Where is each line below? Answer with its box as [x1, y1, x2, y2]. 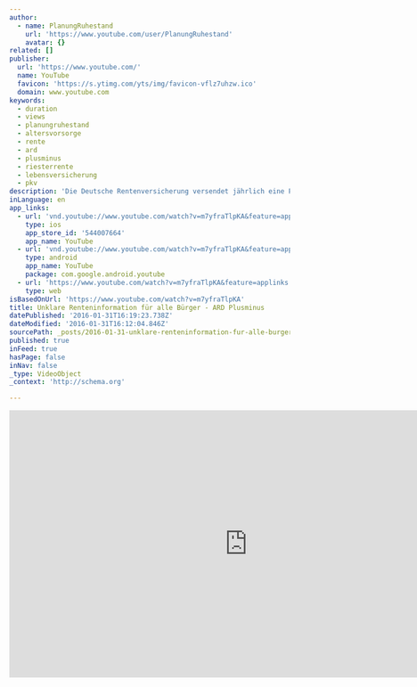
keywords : [9, 95, 46, 105]
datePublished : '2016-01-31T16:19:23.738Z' [9, 311, 174, 321]
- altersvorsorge [17, 129, 82, 138]
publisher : [9, 54, 50, 63]
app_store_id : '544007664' [25, 228, 126, 237]
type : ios [25, 220, 62, 229]
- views [17, 112, 46, 121]
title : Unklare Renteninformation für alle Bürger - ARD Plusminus [9, 303, 266, 312]
